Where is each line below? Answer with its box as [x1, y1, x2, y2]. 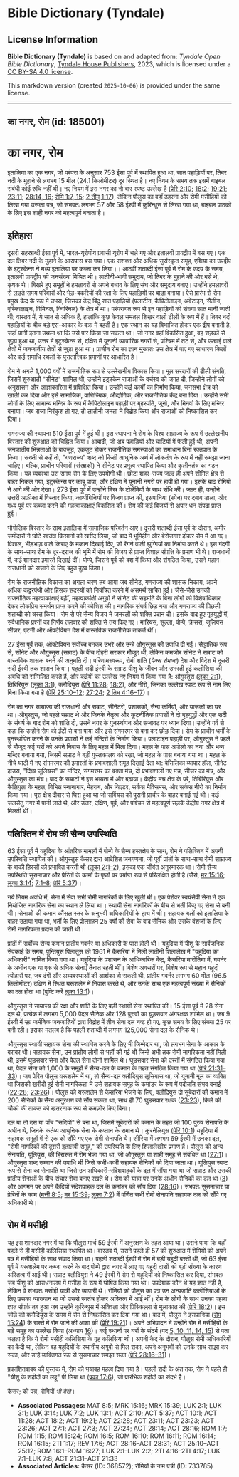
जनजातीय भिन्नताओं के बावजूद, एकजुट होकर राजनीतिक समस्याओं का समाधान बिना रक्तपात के [7, 445, 218, 454]
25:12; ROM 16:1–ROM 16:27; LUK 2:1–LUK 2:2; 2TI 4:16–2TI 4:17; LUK [17, 1446, 221, 1455]
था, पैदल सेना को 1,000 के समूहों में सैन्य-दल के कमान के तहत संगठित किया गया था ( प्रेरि [7, 1063, 207, 1072]
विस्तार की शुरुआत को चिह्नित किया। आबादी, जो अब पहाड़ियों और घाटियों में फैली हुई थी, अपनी [7, 437, 218, 446]
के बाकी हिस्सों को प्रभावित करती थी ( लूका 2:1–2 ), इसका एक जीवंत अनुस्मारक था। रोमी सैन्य [7, 862, 217, 871]
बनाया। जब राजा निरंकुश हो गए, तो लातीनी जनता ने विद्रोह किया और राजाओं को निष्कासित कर [7, 407, 218, 416]
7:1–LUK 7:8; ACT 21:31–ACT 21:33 [17, 1454, 118, 1463]
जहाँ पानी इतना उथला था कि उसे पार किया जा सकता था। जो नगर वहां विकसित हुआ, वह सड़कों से [7, 329, 225, 338]
